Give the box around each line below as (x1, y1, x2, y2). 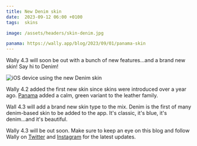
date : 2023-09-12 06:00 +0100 (6, 14, 83, 20)
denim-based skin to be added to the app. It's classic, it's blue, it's (6, 110, 168, 117)
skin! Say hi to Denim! (6, 63, 59, 70)
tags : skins (6, 19, 38, 25)
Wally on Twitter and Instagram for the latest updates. (6, 133, 136, 141)
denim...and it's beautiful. (6, 116, 68, 123)
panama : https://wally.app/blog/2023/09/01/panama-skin (6, 40, 146, 47)
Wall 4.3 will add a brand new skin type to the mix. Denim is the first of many (6, 103, 192, 110)
